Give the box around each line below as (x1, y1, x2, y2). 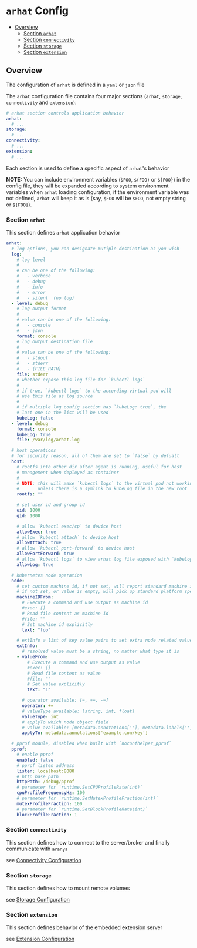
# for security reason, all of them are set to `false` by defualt (11, 453, 180, 459)
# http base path (16, 773, 59, 779)
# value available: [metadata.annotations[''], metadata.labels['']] (21, 725, 195, 731)
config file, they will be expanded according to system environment (6, 182, 169, 189)
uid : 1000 (16, 507, 41, 514)
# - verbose (16, 273, 51, 279)
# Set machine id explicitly (21, 621, 93, 627)
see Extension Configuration (6, 936, 75, 943)
